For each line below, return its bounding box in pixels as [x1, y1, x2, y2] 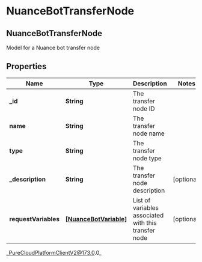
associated [132, 211, 164, 219]
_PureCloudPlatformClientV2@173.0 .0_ [6, 249, 102, 256]
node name [132, 129, 165, 138]
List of [132, 196, 151, 204]
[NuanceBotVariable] [65, 215, 127, 223]
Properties [6, 61, 47, 72]
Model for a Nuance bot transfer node [6, 44, 100, 51]
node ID [132, 104, 155, 112]
